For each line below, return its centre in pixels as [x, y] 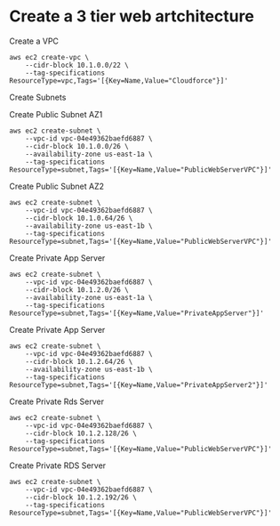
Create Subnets [38, 97]
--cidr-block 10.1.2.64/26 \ [79, 361]
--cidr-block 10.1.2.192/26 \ [81, 497]
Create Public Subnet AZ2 [57, 186]
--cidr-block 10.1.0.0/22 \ [77, 65]
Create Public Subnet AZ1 [56, 114]
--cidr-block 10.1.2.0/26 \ [77, 290]
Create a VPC [34, 41]
